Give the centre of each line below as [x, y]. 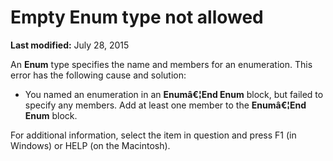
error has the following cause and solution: [98, 75]
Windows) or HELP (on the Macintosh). [90, 145]
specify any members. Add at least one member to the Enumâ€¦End [165, 105]
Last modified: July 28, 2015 [70, 45]
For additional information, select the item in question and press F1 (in [153, 135]
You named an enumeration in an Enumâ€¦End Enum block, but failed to [174, 94]
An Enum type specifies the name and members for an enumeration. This [161, 64]
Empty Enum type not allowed [137, 17]
